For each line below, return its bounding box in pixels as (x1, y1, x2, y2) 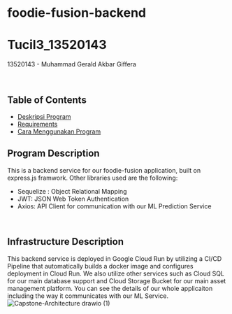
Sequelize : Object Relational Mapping (17, 187, 127, 195)
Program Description (7, 148, 100, 159)
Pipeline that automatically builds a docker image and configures (7, 262, 194, 270)
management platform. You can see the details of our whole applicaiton (7, 284, 213, 292)
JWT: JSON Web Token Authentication (17, 194, 129, 203)
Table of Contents (7, 94, 87, 106)
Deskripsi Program (17, 112, 71, 120)
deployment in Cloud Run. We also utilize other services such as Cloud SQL (7, 269, 225, 278)
